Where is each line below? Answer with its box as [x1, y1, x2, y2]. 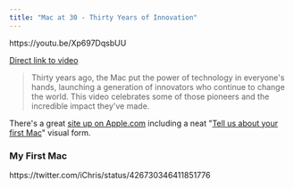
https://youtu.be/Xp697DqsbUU [9, 37, 127, 48]
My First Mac [9, 149, 68, 161]
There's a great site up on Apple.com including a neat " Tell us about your [9, 118, 279, 128]
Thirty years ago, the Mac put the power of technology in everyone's [30, 72, 285, 83]
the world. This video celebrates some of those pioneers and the [30, 91, 270, 102]
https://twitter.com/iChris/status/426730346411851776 [9, 169, 212, 180]
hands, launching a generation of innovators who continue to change [30, 81, 286, 92]
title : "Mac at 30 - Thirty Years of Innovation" [9, 12, 198, 22]
